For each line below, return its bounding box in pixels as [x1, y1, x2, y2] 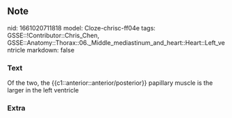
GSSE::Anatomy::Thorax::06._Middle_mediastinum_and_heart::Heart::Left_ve [7, 38, 226, 47]
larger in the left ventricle [7, 86, 79, 95]
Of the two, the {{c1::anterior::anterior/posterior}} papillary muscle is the [7, 79, 213, 87]
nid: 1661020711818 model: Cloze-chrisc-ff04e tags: [7, 23, 156, 32]
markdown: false [26, 46, 75, 54]
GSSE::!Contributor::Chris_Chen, [7, 31, 99, 39]
